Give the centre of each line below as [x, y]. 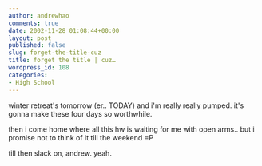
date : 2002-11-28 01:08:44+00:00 [64, 30]
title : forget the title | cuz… [62, 61]
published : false [37, 45]
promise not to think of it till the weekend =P [81, 137]
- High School [32, 82]
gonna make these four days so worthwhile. [80, 113]
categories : [28, 75]
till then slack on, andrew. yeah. [60, 153]
